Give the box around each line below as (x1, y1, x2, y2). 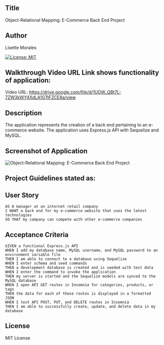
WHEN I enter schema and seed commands (5, 261, 87, 266)
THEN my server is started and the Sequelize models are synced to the (5, 274, 156, 279)
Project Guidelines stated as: (5, 174, 96, 182)
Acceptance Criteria (5, 230, 69, 239)
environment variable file (5, 252, 61, 258)
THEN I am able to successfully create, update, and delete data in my (5, 304, 156, 309)
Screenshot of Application (5, 147, 88, 155)
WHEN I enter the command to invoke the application (5, 269, 116, 275)
